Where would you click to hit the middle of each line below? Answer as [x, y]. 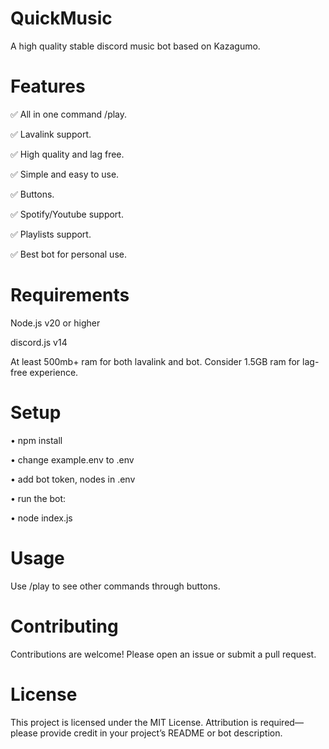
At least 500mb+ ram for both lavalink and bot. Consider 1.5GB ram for [155, 361]
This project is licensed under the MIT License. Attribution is [134, 722]
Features [48, 86]
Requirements [70, 295]
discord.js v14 [39, 342]
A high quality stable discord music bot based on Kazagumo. [135, 46]
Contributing [64, 626]
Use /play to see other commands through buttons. [115, 586]
